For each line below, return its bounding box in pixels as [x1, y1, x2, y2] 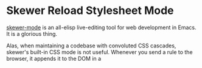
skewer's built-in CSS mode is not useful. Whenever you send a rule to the [6, 48, 193, 55]
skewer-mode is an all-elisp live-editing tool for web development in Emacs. [6, 24, 197, 31]
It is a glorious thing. [6, 30, 58, 37]
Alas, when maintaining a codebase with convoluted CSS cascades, [6, 42, 176, 49]
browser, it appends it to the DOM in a [6, 55, 102, 62]
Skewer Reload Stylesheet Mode [6, 4, 175, 18]
